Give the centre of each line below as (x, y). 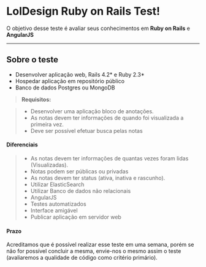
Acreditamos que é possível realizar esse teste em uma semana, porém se (100, 245)
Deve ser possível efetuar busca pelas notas (86, 130)
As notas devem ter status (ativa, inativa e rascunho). (98, 178)
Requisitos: (36, 99)
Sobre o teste (32, 60)
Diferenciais (22, 145)
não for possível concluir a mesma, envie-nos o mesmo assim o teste (94, 251)
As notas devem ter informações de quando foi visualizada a (107, 118)
